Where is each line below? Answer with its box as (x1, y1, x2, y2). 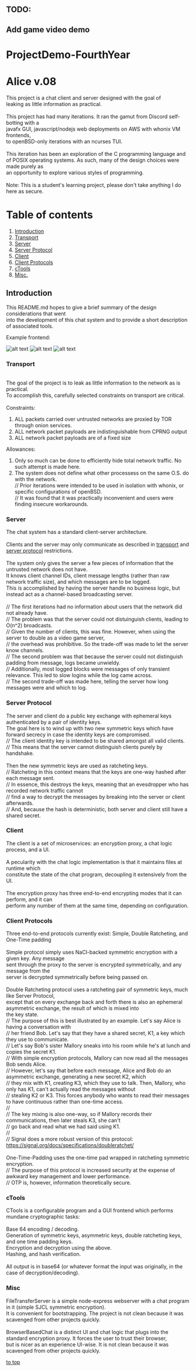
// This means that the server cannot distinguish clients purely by (6, 743, 163, 750)
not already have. (6, 610, 48, 617)
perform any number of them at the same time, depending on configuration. (6, 902, 189, 909)
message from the (6, 967, 50, 975)
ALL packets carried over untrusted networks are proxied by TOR (14, 416, 172, 423)
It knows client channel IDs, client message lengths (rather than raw (6, 572, 170, 579)
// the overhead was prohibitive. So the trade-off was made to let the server (6, 641, 188, 648)
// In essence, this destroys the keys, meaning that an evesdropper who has (6, 781, 189, 788)
